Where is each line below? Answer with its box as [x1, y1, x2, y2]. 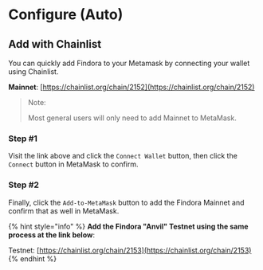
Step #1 [8, 133, 38, 144]
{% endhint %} [8, 253, 57, 264]
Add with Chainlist [8, 37, 102, 51]
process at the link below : [8, 229, 96, 240]
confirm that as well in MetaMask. [8, 205, 120, 216]
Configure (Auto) [8, 6, 124, 24]
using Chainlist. [8, 67, 59, 76]
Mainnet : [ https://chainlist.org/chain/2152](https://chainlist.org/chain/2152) [8, 82, 255, 92]
